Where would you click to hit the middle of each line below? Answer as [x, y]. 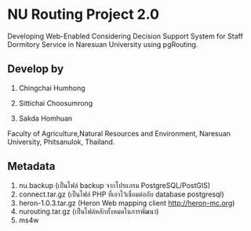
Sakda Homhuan [45, 118]
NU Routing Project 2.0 [84, 14]
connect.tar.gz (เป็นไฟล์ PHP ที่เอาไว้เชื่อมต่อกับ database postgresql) [121, 194]
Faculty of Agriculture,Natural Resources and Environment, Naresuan [119, 133]
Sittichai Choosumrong [56, 103]
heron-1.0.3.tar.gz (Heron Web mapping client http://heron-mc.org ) [127, 203]
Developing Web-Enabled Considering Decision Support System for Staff [125, 36]
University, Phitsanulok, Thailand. [61, 142]
